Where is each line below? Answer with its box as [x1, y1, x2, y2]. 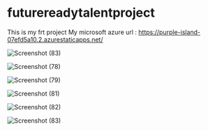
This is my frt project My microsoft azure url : [7, 28, 138, 36]
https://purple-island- [138, 28, 201, 36]
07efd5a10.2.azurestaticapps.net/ [7, 35, 103, 43]
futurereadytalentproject [7, 5, 155, 21]
